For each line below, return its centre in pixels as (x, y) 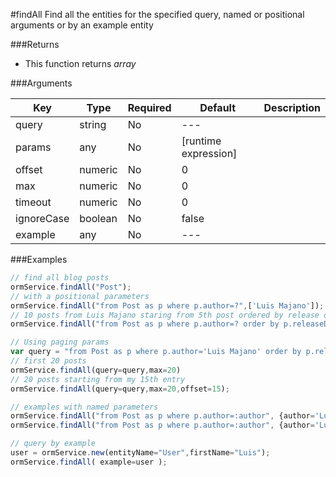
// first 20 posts (48, 361)
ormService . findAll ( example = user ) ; (89, 462)
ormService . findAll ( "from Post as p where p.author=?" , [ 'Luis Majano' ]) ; (167, 305)
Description (292, 107)
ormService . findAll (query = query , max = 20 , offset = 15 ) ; (120, 389)
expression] (209, 153)
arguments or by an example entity (82, 25)
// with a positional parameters (80, 296)
